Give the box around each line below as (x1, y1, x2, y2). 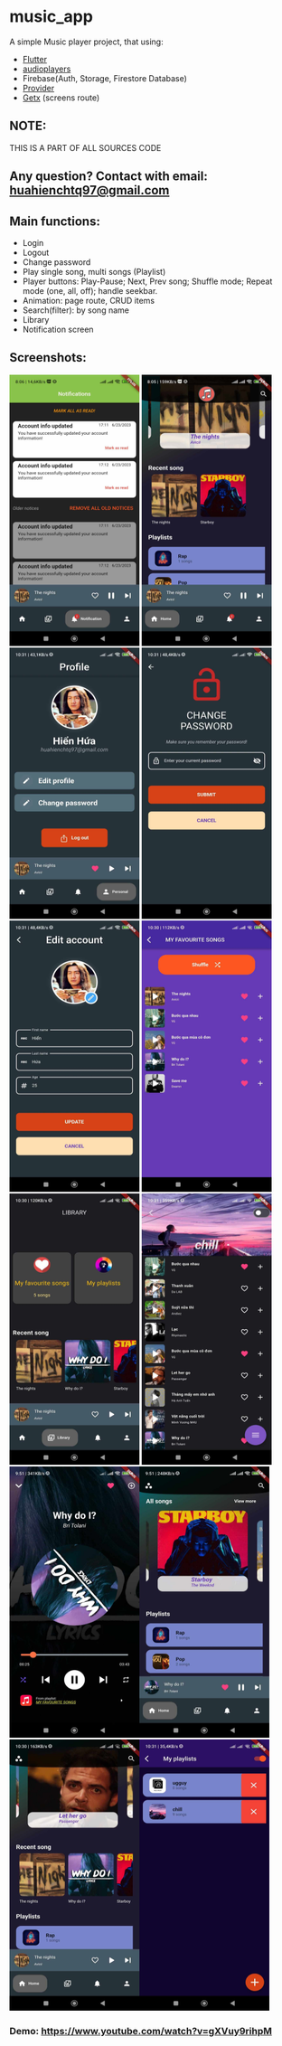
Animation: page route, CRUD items (22, 295, 155, 306)
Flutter (22, 53, 48, 64)
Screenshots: (9, 350, 88, 365)
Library (22, 314, 50, 325)
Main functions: (9, 213, 101, 229)
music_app (9, 6, 93, 27)
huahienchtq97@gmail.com (9, 183, 170, 198)
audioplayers (22, 63, 71, 74)
